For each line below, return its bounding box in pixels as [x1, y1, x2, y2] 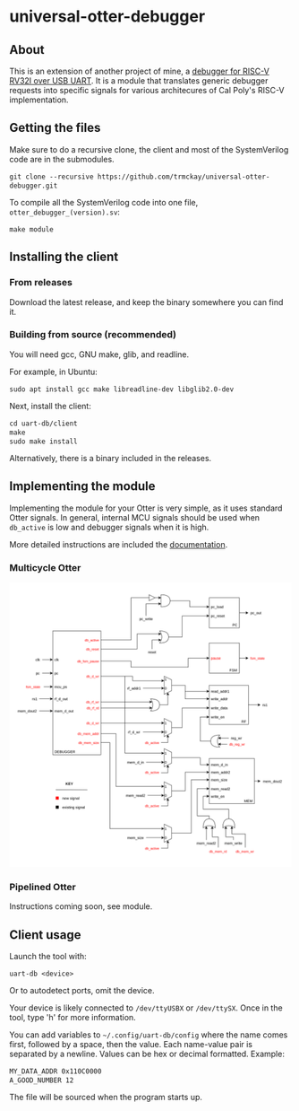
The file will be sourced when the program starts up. [9, 1091, 203, 1102]
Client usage [9, 927, 81, 942]
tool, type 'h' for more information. [9, 1011, 136, 1022]
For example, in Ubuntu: [9, 366, 98, 377]
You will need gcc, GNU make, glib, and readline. [9, 348, 190, 360]
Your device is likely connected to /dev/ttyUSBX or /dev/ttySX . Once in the [9, 1002, 284, 1013]
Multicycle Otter [9, 561, 81, 573]
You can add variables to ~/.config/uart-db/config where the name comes [9, 1029, 288, 1040]
